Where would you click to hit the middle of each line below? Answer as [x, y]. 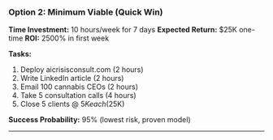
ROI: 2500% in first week [67, 38]
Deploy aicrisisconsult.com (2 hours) [82, 70]
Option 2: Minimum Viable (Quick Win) [86, 12]
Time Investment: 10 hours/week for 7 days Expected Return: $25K [123, 30]
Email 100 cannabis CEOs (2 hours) [79, 87]
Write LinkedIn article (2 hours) [72, 78]
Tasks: [20, 54]
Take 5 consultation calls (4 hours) [78, 95]
